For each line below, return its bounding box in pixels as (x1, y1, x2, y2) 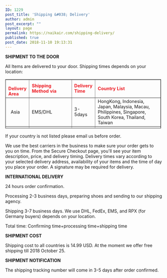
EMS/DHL (31, 108, 52, 115)
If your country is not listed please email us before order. (5, 133, 122, 139)
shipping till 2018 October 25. (5, 247, 66, 253)
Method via (31, 88, 57, 94)
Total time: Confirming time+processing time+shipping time (5, 223, 128, 229)
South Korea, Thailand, (98, 114, 146, 120)
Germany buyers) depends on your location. (5, 213, 96, 219)
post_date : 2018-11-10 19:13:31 (5, 40, 72, 45)
